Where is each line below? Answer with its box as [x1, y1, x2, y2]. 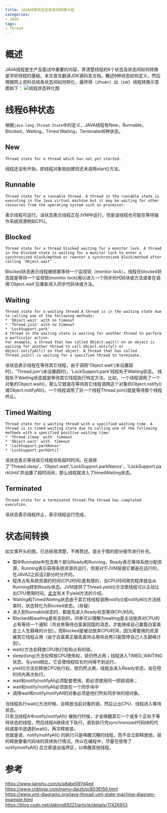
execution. [5, 502, 28, 507]
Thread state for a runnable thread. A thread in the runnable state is [5, 193, 160, 199]
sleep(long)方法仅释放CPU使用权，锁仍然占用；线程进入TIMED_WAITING [12, 653, 163, 659]
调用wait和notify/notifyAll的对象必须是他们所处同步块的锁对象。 [12, 690, 143, 696]
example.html [5, 797, 33, 803]
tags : [5, 21, 16, 26]
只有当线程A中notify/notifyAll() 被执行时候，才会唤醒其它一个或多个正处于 [5, 713, 156, 719]
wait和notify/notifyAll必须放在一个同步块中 [12, 684, 99, 690]
